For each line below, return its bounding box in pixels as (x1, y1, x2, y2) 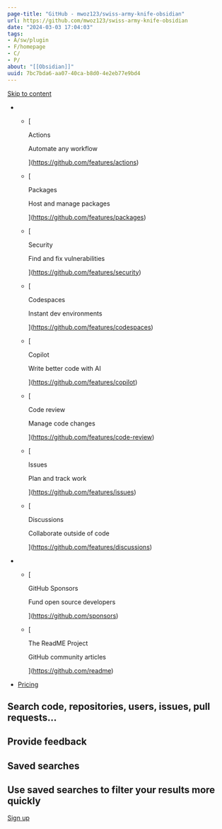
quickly (7, 795, 41, 807)
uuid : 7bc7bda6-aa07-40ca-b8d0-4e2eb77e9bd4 (7, 69, 141, 77)
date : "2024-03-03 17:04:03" (7, 23, 93, 30)
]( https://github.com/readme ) (28, 666, 114, 674)
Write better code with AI (28, 364, 101, 372)
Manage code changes (28, 419, 95, 428)
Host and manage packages (28, 199, 111, 208)
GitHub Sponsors (28, 584, 78, 592)
